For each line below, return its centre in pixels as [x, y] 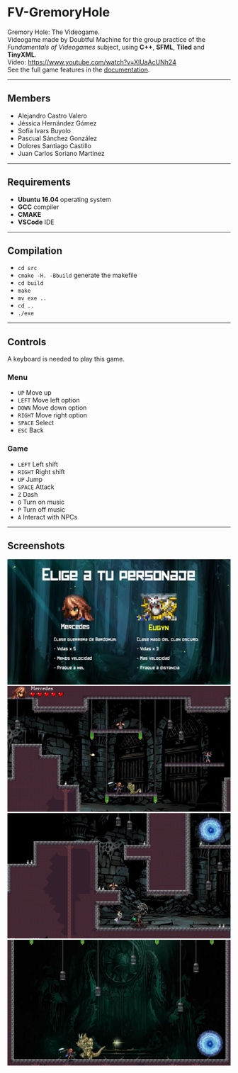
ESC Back [30, 430]
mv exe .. [32, 298]
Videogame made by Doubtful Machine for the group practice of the [107, 39]
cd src [27, 269]
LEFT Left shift [38, 464]
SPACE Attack [36, 487]
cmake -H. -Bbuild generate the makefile [78, 275]
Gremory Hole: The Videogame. [54, 32]
